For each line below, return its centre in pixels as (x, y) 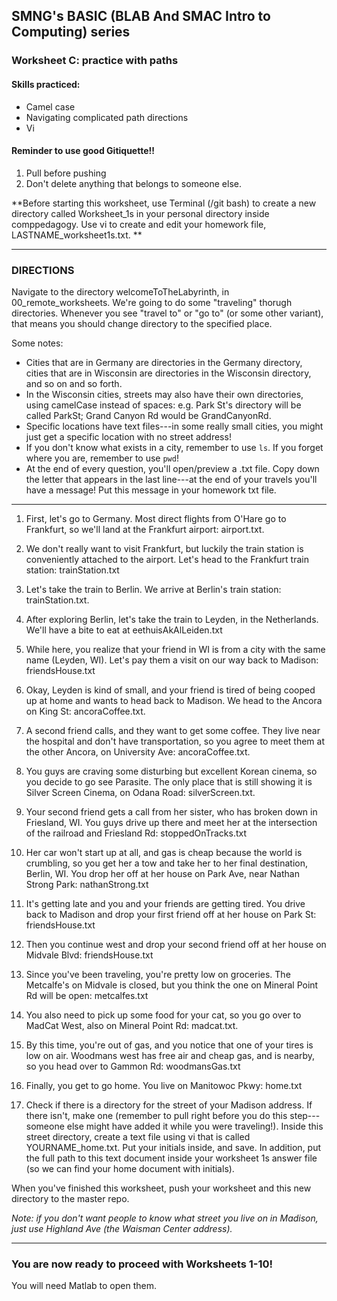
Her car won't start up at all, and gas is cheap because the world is (164, 853)
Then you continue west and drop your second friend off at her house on (176, 945)
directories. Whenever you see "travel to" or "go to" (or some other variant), (167, 313)
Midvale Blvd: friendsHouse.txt (89, 955)
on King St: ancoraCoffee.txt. (85, 711)
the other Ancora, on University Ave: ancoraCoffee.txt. (138, 752)
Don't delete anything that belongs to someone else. (133, 183)
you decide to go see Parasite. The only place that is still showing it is (169, 782)
